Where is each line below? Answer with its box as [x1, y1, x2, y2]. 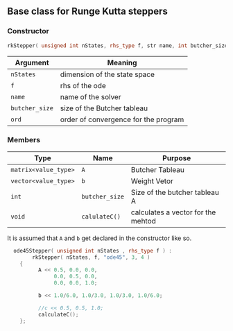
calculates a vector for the [130, 207, 216, 217]
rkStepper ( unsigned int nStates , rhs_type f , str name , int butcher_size [7, 42, 228, 49]
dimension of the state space [60, 69, 155, 79]
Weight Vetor [130, 176, 173, 186]
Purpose [162, 153, 191, 162]
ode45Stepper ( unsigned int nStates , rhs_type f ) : [13, 247, 172, 254]
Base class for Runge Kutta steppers [7, 6, 169, 17]
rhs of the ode [60, 80, 106, 90]
